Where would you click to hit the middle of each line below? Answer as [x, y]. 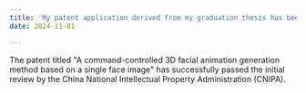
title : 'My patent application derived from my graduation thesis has [146, 18]
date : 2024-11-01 [42, 26]
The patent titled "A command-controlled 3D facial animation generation [145, 60]
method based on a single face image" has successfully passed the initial [147, 70]
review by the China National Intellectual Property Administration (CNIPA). [148, 79]
